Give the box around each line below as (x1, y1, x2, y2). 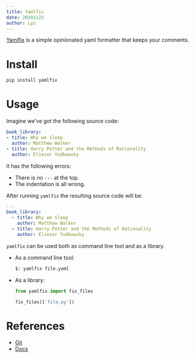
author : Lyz (6, 20, 36, 26)
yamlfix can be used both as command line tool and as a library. (6, 242, 165, 249)
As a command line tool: (14, 253, 75, 261)
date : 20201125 (6, 14, 44, 20)
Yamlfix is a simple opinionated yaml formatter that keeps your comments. (6, 37, 190, 44)
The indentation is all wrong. (14, 180, 86, 187)
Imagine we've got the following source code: (6, 118, 119, 125)
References (6, 319, 65, 333)
